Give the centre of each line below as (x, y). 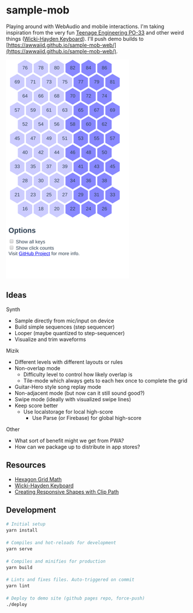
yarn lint (18, 586)
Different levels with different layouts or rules (68, 362)
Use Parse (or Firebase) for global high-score (87, 418)
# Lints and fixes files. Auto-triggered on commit (70, 580)
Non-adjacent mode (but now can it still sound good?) (80, 393)
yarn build (19, 567)
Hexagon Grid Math (38, 479)
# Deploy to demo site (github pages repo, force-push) (75, 598)
